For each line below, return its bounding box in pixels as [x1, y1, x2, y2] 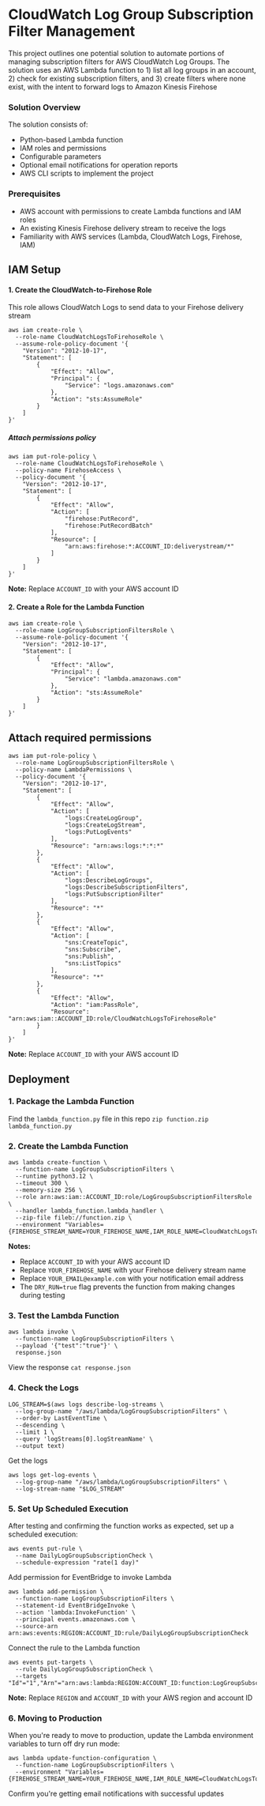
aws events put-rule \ [8, 1544, 83, 1552]
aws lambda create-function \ [8, 1159, 108, 1167]
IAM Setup [8, 262, 62, 276]
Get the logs [8, 1456, 48, 1465]
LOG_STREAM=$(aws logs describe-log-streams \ [8, 1401, 164, 1408]
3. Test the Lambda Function [8, 1310, 120, 1322]
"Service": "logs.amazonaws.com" [64, 382, 175, 390]
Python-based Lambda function [19, 135, 124, 145]
